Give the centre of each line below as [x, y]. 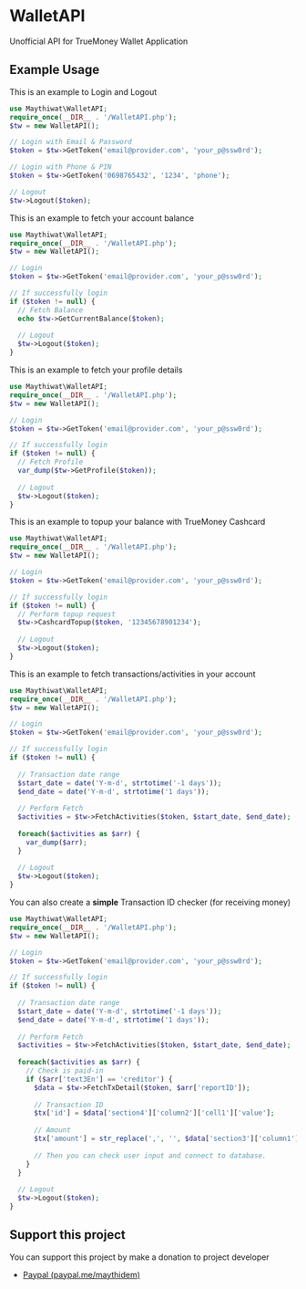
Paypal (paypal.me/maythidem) [82, 1274]
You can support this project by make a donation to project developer [140, 1257]
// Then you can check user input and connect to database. [150, 1156]
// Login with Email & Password [71, 142]
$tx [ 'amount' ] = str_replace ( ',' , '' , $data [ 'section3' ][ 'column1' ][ [168, 1138]
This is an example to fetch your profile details [96, 370]
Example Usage [55, 70]
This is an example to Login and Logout [83, 91]
